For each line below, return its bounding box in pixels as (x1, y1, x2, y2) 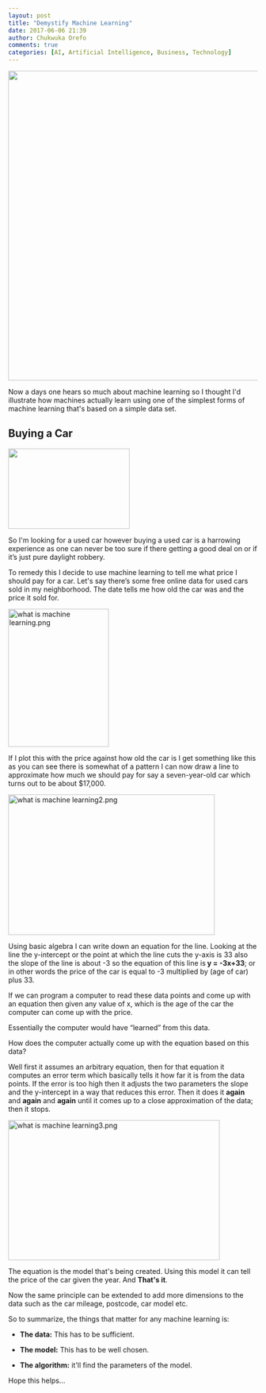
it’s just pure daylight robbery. (8, 552, 105, 561)
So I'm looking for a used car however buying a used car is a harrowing (8, 535, 241, 545)
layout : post (8, 11, 51, 20)
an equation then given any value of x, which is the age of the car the (8, 998, 234, 1009)
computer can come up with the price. (8, 1007, 133, 1017)
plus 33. (8, 974, 35, 985)
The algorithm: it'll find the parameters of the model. (19, 1360, 192, 1370)
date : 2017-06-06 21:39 (8, 26, 87, 34)
